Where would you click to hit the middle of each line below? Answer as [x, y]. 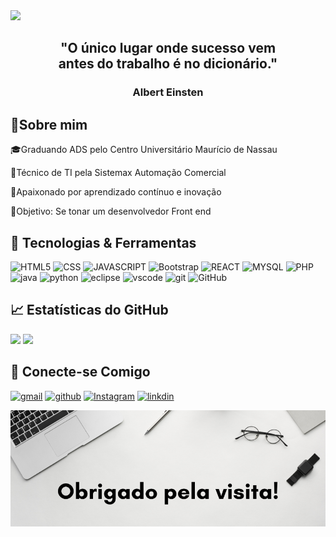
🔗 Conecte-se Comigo [80, 372]
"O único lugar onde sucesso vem [168, 48]
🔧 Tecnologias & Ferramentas [103, 242]
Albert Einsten [168, 92]
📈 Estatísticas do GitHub [89, 310]
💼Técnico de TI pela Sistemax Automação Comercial [118, 173]
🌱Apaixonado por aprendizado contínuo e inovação [116, 192]
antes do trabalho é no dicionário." [168, 64]
